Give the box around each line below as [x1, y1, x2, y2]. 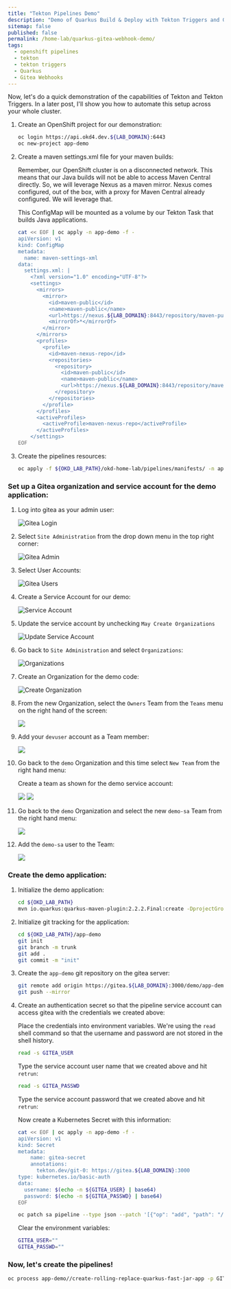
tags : [8, 42, 23, 49]
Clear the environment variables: [17, 1224, 110, 1232]
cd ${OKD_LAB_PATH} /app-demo [17, 931, 101, 938]
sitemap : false [8, 23, 51, 30]
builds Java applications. [17, 216, 88, 224]
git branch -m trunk [17, 944, 77, 951]
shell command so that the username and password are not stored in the [17, 1029, 223, 1037]
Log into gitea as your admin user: [17, 506, 114, 514]
